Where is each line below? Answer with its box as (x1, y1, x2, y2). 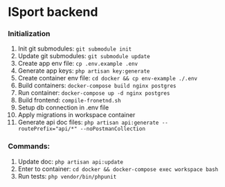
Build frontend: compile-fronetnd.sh (17, 96, 121, 105)
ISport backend (8, 4, 98, 20)
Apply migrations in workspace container (17, 111, 136, 119)
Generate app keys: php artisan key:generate (17, 66, 150, 75)
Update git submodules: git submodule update (17, 52, 151, 60)
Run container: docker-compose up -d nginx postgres (17, 89, 170, 97)
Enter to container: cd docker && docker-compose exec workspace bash (17, 164, 219, 173)
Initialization (8, 29, 51, 39)
